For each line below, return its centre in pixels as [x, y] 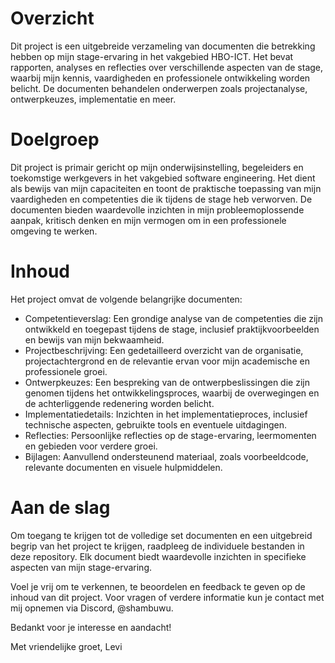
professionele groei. [66, 371]
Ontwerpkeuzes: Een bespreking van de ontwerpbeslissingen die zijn [167, 382]
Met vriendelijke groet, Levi [66, 646]
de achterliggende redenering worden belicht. [119, 403]
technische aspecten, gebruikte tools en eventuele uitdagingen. [156, 424]
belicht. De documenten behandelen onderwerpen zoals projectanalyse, [159, 88]
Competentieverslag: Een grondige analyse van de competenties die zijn [174, 318]
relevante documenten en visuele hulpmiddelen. [123, 467]
